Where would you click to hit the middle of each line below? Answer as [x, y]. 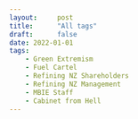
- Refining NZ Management [73, 84]
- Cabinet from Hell [63, 101]
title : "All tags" [53, 26]
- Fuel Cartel [51, 68]
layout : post [41, 17]
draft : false [43, 34]
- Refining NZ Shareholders [77, 76]
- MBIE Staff [49, 92]
